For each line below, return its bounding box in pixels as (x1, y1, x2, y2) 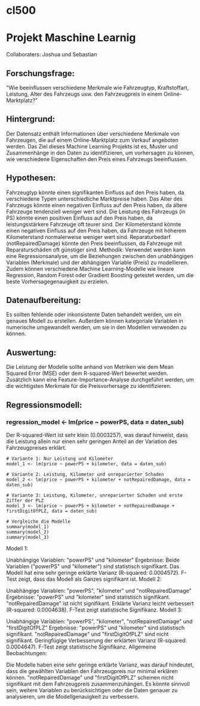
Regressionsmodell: (6, 399, 82, 410)
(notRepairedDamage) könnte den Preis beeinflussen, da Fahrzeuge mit (6, 240, 182, 247)
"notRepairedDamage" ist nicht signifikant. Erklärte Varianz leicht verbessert (6, 599, 194, 607)
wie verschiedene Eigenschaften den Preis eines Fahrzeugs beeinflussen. (6, 155, 188, 162)
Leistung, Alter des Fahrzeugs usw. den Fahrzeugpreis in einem (6, 90, 163, 98)
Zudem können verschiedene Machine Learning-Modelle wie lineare (6, 265, 174, 272)
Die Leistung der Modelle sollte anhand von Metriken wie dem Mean (6, 363, 174, 371)
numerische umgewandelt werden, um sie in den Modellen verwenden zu (6, 324, 187, 331)
